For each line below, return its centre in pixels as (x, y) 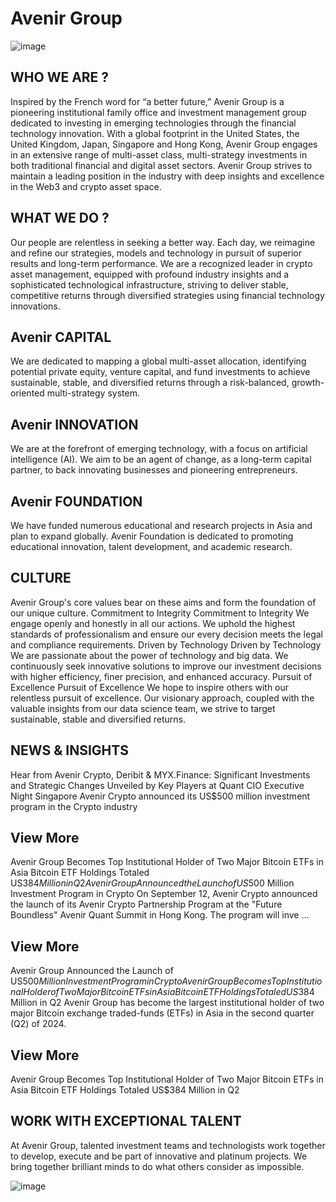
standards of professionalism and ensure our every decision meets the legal (166, 634)
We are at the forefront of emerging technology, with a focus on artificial (159, 449)
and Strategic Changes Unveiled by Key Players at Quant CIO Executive (157, 785)
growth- (308, 383)
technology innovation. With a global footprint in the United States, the (155, 133)
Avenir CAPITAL (61, 337)
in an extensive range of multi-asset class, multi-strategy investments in (159, 154)
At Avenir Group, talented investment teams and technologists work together (168, 1145)
